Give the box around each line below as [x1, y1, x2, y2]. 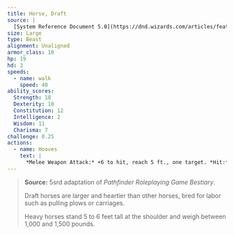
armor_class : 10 [7, 49, 54, 56]
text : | [19, 152, 42, 160]
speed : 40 [19, 81, 49, 88]
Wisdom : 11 [13, 120, 45, 127]
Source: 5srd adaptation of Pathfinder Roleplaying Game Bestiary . [24, 178, 216, 186]
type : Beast [7, 36, 42, 43]
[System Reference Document [13, 23, 95, 30]
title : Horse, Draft [7, 10, 68, 17]
